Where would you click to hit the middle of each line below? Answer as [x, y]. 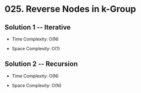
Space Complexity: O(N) [37, 85]
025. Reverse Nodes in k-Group [70, 9]
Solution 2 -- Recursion [41, 64]
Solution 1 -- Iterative [38, 27]
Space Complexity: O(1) [36, 48]
